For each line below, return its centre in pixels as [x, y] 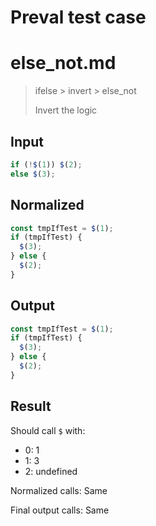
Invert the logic [66, 110]
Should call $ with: [48, 430]
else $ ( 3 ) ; [33, 174]
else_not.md [63, 63]
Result [31, 406]
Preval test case [78, 17]
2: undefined [51, 471]
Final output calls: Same [60, 510]
